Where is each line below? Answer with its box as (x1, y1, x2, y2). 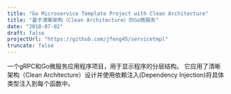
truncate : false (7, 42, 54, 49)
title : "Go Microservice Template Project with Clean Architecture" (7, 10, 209, 17)
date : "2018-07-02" (7, 23, 64, 30)
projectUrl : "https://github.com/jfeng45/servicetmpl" (7, 36, 169, 43)
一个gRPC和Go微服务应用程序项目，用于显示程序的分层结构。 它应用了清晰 (7, 62, 221, 70)
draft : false (7, 29, 45, 37)
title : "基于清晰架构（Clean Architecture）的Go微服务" (7, 17, 159, 23)
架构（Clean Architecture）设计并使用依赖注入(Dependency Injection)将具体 (7, 70, 225, 79)
